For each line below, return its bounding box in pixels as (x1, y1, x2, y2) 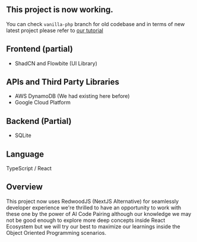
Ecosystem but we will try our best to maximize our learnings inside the (6, 222, 181, 230)
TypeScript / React (6, 165, 52, 172)
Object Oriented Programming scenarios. (6, 229, 107, 236)
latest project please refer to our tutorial (6, 27, 104, 34)
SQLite (14, 132, 31, 139)
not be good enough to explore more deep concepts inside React (6, 216, 166, 224)
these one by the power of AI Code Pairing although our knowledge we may (6, 210, 192, 217)
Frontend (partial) (6, 44, 73, 54)
